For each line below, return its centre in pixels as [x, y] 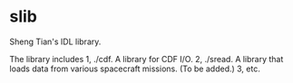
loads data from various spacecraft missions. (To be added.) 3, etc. [135, 69]
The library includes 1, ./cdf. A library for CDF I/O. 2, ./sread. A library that [146, 59]
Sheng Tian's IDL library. [55, 41]
